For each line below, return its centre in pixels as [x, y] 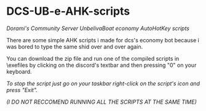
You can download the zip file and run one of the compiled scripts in [93, 58]
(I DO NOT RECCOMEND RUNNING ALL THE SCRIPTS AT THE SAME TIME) [101, 102]
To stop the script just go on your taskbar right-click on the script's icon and [103, 83]
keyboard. [19, 71]
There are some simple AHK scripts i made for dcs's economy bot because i [103, 40]
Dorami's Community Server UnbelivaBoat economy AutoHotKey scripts [98, 28]
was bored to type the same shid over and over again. [75, 47]
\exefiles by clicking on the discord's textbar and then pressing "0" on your [101, 65]
